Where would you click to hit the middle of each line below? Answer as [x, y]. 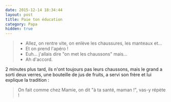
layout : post [19, 15]
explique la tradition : [27, 80]
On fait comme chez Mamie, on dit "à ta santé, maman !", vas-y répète [92, 90]
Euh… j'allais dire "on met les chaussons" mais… [76, 54]
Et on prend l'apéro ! [47, 49]
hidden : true [19, 29]
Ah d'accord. [39, 59]
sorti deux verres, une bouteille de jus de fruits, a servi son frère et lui [78, 75]
